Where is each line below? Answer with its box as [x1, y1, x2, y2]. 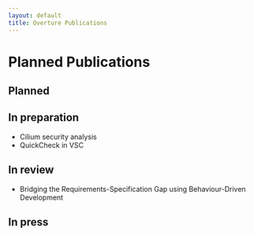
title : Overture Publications [8, 19, 108, 27]
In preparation [8, 111, 80, 125]
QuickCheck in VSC [19, 140, 84, 150]
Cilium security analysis [19, 132, 97, 141]
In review [8, 163, 54, 177]
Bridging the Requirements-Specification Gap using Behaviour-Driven [19, 184, 246, 193]
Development [19, 193, 64, 202]
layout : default [8, 11, 62, 20]
